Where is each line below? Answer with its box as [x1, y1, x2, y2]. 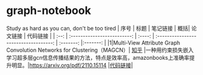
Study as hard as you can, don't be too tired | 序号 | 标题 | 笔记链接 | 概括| [6, 24, 190, 32]
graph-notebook [6, 4, 91, 18]
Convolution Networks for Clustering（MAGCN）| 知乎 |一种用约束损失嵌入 [6, 46, 194, 54]
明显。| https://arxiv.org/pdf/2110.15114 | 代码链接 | [11, 62, 133, 69]
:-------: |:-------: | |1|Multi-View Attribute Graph [58, 39, 181, 46]
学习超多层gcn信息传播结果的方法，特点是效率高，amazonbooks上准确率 [6, 54, 190, 61]
